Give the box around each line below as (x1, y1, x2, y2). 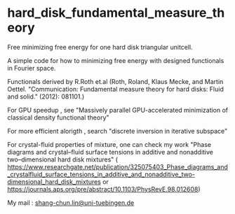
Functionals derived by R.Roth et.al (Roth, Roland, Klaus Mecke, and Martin (7, 77, 224, 85)
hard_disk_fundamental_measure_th (7, 5, 225, 21)
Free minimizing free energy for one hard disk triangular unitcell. (7, 43, 193, 51)
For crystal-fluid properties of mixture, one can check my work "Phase (7, 140, 212, 148)
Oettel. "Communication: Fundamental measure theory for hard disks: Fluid (7, 85, 224, 93)
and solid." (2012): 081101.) (7, 92, 85, 101)
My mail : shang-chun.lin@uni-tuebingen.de (7, 198, 135, 207)
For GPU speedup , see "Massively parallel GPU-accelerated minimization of (7, 106, 229, 114)
